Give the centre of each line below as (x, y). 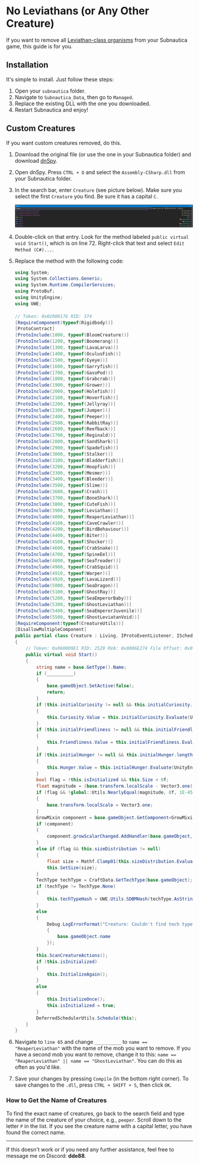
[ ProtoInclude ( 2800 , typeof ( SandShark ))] (67, 442)
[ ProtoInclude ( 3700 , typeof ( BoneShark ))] (67, 498)
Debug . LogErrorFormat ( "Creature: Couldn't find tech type (120, 924)
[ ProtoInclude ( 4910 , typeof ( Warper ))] (62, 573)
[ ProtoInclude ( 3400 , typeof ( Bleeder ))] (64, 479)
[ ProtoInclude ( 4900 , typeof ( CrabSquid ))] (67, 567)
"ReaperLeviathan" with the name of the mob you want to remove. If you (102, 1048)
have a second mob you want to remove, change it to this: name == (95, 1055)
